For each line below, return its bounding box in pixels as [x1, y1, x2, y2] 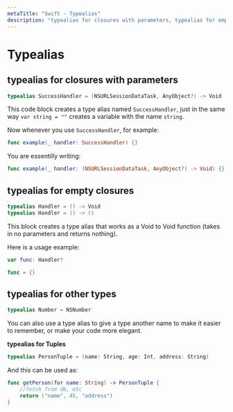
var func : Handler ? [7, 256, 64, 263]
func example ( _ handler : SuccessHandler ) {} [7, 140, 138, 147]
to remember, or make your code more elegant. [7, 327, 142, 335]
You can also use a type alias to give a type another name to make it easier [7, 319, 221, 327]
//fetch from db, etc [19, 386, 82, 393]
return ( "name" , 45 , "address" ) [19, 392, 113, 399]
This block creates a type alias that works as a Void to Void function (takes [7, 222, 221, 230]
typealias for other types [7, 288, 116, 299]
